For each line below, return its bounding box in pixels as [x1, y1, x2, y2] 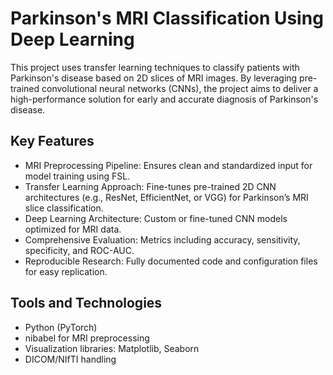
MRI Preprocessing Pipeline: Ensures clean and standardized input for [24, 159, 313, 171]
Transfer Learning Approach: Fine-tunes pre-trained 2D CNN [24, 180, 277, 192]
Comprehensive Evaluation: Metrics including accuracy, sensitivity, [24, 233, 301, 246]
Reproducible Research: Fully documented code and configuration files [24, 255, 318, 267]
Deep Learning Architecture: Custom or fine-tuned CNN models [24, 212, 288, 224]
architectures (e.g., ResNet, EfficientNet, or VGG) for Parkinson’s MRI [24, 191, 309, 203]
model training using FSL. [24, 170, 131, 182]
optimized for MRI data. [24, 223, 122, 235]
